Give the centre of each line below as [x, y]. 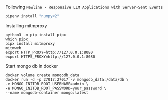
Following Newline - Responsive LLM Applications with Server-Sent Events [84, 7]
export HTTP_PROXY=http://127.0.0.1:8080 [49, 52]
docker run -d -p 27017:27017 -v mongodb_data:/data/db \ [67, 79]
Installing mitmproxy [26, 26]
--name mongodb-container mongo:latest [47, 92]
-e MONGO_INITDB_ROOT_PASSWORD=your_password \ [56, 88]
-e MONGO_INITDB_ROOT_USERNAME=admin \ [47, 84]
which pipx [17, 39]
